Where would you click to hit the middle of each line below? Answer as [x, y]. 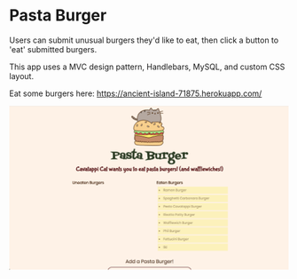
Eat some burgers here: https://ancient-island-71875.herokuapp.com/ [136, 93]
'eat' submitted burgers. [53, 49]
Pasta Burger [58, 16]
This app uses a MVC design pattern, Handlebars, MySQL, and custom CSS [147, 67]
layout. [21, 76]
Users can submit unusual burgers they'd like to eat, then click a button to [144, 40]
